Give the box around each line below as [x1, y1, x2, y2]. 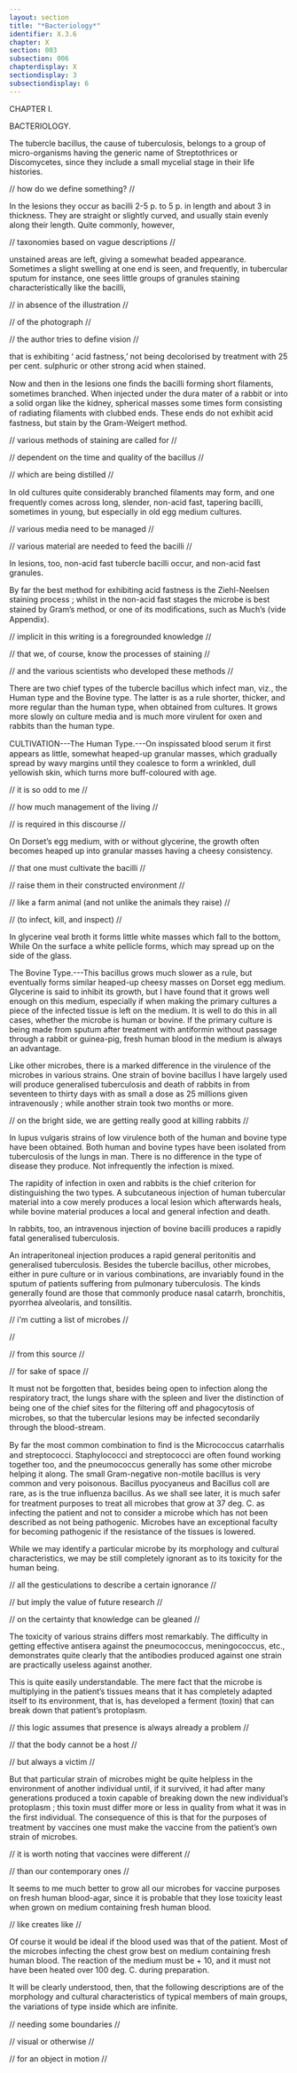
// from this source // [9, 1349, 85, 1359]
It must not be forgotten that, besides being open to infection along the [9, 1382, 268, 1394]
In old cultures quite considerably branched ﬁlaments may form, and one [9, 487, 275, 497]
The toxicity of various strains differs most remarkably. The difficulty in [9, 1631, 269, 1642]
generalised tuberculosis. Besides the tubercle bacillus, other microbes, [9, 1259, 271, 1270]
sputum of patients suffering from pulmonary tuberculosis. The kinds [9, 1278, 262, 1288]
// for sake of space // [9, 1365, 89, 1376]
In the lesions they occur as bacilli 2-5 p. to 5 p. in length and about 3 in [9, 201, 271, 211]
